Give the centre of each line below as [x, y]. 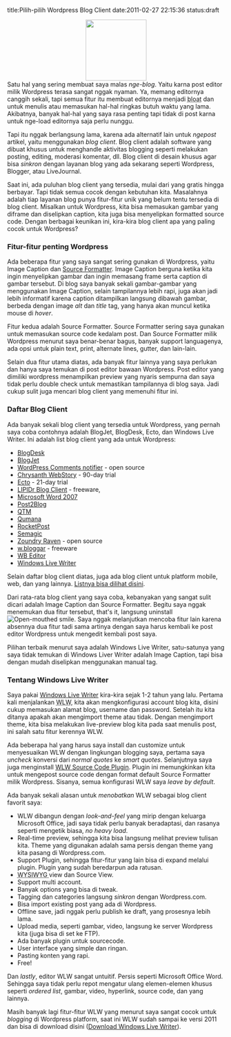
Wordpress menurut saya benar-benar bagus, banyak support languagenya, [115, 341]
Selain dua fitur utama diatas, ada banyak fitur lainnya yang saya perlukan [112, 362]
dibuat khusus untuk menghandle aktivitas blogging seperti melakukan [108, 149]
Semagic [30, 533]
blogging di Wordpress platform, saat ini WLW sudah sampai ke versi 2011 [112, 1019]
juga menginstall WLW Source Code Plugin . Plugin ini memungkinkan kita [111, 767]
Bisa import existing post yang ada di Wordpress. [87, 904]
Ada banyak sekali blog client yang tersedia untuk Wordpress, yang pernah [114, 424]
